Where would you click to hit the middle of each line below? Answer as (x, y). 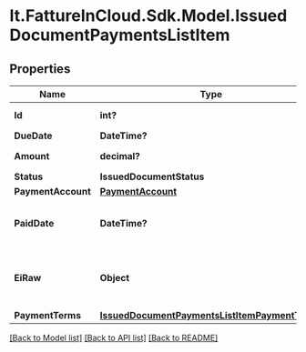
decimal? (120, 156)
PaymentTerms (48, 315)
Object (115, 278)
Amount (32, 156)
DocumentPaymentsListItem (120, 35)
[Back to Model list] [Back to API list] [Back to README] (114, 338)
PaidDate (34, 223)
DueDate (33, 136)
